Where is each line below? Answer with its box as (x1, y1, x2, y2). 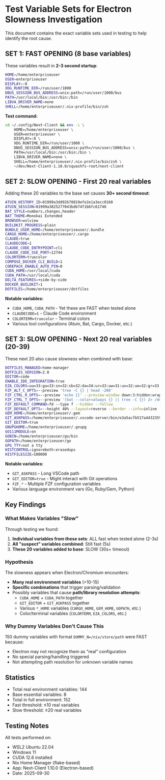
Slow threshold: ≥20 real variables (12, 707, 82, 713)
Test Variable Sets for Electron (5, 3, 132, 15)
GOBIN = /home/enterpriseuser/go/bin (5, 433, 78, 438)
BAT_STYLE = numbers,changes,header (5, 209, 76, 214)
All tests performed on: (5, 735, 52, 741)
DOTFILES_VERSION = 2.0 (5, 370, 50, 375)
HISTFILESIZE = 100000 (5, 452, 48, 457)
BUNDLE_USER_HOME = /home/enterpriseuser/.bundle (5, 227, 105, 232)
